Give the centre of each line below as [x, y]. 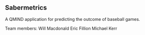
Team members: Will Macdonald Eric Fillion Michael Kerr [61, 28]
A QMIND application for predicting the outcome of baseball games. [72, 19]
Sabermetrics [26, 8]
